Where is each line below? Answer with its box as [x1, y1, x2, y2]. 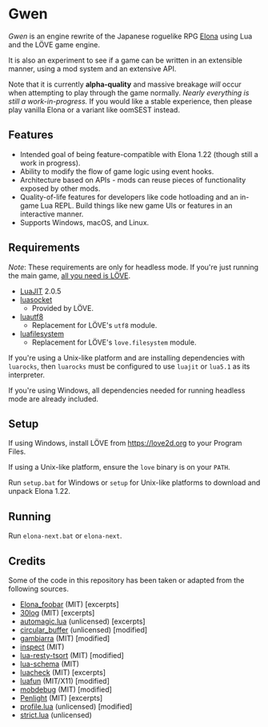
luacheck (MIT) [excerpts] [19, 668, 106, 677]
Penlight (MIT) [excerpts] [19, 693, 103, 702]
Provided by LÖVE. [31, 303, 94, 313]
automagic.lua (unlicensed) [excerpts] [19, 616, 146, 626]
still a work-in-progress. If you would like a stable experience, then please [8, 96, 253, 106]
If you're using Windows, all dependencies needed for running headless [8, 386, 246, 395]
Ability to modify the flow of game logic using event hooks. [19, 166, 214, 176]
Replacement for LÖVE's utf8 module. [31, 320, 158, 329]
